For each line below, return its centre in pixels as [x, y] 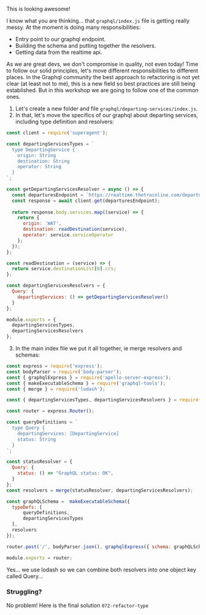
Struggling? [24, 592]
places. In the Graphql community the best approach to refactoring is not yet [103, 77]
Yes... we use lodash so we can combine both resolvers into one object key [101, 570]
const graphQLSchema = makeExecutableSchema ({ [68, 501]
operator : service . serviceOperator [68, 235]
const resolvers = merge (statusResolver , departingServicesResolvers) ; [100, 490]
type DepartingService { [44, 150]
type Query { [29, 428]
